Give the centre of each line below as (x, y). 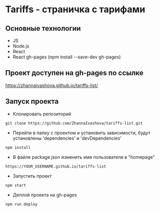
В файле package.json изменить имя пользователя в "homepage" (84, 157)
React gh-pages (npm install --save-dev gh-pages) (67, 57)
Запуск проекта (32, 102)
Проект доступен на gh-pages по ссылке (74, 73)
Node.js (21, 46)
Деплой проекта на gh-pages (45, 195)
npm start (16, 185)
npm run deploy (21, 204)
